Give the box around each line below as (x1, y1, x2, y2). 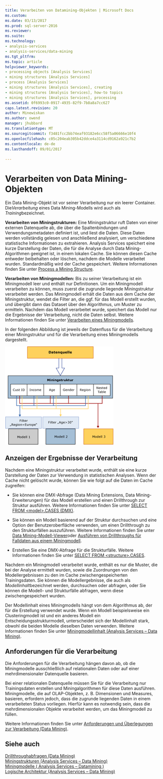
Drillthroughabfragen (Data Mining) (5, 753, 75, 759)
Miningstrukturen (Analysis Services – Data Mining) (5, 758, 108, 764)
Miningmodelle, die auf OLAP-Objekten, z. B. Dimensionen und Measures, (5, 690, 153, 696)
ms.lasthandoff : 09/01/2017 (5, 147, 62, 152)
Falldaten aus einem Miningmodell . (12, 537, 82, 543)
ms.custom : (5, 13, 27, 18)
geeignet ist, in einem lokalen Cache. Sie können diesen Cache (31, 251, 157, 257)
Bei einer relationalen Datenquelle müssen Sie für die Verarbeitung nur (5, 680, 146, 686)
